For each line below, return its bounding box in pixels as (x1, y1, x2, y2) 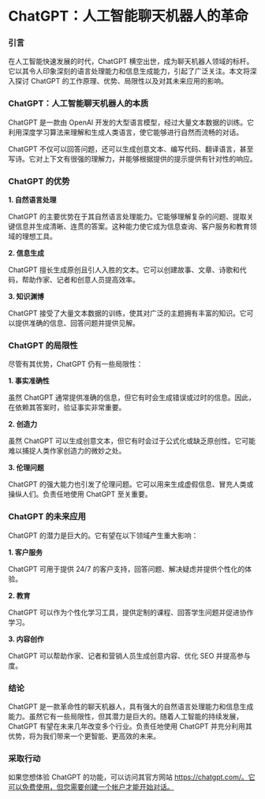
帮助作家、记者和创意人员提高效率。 (21, 275, 140, 285)
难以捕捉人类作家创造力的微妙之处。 (8, 446, 126, 456)
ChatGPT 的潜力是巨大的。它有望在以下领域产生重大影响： (8, 530, 199, 540)
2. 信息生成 (8, 248, 45, 258)
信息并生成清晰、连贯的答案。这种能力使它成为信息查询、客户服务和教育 (14, 222, 250, 231)
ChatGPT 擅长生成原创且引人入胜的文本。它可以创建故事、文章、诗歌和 (8, 265, 241, 274)
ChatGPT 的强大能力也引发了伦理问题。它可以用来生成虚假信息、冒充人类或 (8, 480, 254, 489)
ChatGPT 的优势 (8, 175, 70, 186)
